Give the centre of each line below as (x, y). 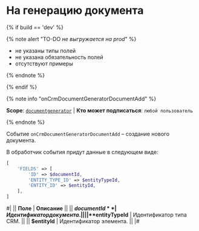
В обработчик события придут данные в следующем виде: (82, 152)
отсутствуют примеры (44, 63)
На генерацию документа (75, 11)
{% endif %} (22, 87)
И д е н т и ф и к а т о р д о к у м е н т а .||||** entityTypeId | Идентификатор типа (97, 215)
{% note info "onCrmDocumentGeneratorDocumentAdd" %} (81, 99)
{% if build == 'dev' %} (35, 27)
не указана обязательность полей (59, 57)
